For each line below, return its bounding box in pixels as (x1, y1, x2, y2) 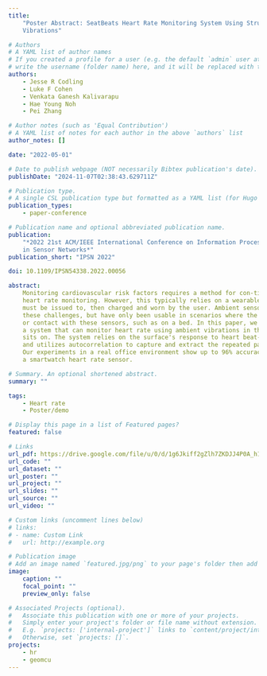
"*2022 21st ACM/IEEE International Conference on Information (22, 238, 237, 247)
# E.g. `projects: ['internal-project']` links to (8, 626, 187, 635)
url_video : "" (8, 502, 56, 510)
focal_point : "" (22, 582, 77, 590)
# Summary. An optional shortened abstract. (8, 370, 158, 378)
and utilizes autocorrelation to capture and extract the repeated (22, 341, 250, 349)
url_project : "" (8, 480, 62, 488)
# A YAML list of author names (8, 49, 112, 56)
